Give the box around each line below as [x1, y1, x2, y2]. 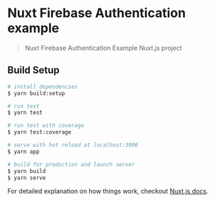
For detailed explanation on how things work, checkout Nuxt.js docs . [7, 187, 209, 196]
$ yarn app [7, 148, 40, 155]
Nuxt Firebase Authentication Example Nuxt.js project [24, 43, 183, 52]
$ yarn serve [7, 174, 46, 181]
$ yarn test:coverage [7, 129, 72, 136]
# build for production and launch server [7, 161, 135, 168]
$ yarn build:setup [7, 90, 65, 97]
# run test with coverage [7, 122, 84, 129]
